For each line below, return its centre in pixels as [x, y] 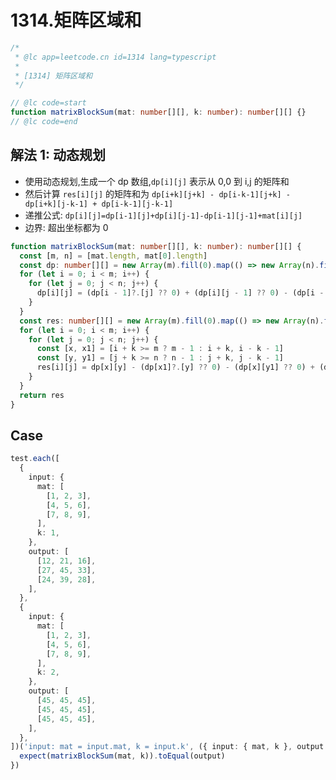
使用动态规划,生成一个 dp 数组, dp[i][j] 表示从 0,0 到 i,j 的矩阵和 [157, 181]
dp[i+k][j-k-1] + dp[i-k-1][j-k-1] [99, 204]
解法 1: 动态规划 [58, 155]
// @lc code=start [48, 103]
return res [42, 395]
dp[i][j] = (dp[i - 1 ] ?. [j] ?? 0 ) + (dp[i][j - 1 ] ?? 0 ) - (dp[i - [180, 293]
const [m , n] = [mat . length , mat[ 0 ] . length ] [113, 256]
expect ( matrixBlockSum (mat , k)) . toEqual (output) [122, 756]
